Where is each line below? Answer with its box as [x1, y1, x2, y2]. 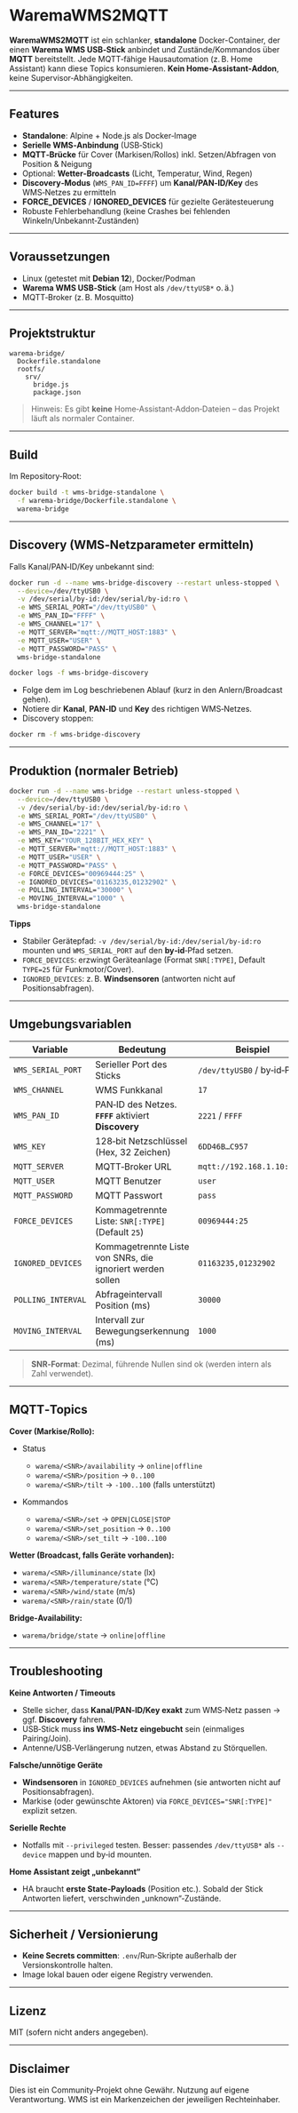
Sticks [94, 1069, 122, 1081]
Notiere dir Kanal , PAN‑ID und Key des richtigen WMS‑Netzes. [21, 704, 253, 714]
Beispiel [234, 1043, 271, 1056]
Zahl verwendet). [30, 1367, 94, 1378]
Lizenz [9, 2003, 47, 2018]
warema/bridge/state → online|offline [21, 1630, 166, 1640]
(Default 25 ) [94, 1225, 145, 1238]
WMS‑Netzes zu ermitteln [21, 187, 117, 197]
